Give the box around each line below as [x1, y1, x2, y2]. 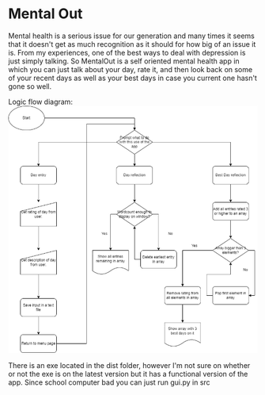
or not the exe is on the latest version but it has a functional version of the [8, 370, 248, 379]
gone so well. [8, 81, 52, 91]
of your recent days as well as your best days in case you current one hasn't [8, 73, 257, 82]
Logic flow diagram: [8, 97, 74, 106]
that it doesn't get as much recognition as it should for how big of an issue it [8, 39, 256, 48]
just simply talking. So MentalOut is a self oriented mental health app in [8, 56, 240, 66]
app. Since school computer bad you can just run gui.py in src [8, 378, 211, 387]
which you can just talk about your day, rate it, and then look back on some [8, 64, 253, 74]
